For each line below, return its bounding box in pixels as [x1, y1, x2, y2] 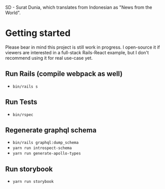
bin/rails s [12, 84, 38, 89]
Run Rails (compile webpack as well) [5, 69, 123, 78]
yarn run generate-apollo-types [12, 151, 81, 156]
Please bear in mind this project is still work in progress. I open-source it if [5, 44, 160, 50]
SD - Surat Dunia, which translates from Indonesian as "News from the [5, 5, 152, 10]
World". [5, 10, 21, 16]
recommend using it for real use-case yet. [5, 55, 93, 61]
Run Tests [5, 98, 37, 106]
